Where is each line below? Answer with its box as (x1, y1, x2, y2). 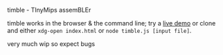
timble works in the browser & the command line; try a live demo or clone (7, 19, 216, 27)
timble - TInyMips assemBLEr (7, 6, 91, 14)
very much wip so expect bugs (7, 40, 96, 47)
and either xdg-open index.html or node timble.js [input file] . (7, 27, 192, 34)
